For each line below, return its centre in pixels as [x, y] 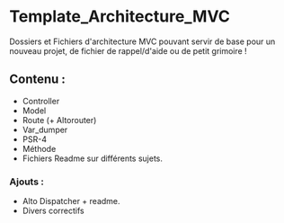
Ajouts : [27, 182]
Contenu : [37, 80]
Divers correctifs [53, 211]
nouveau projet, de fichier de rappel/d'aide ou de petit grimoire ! [128, 50]
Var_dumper [45, 129]
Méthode [39, 148]
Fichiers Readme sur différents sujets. [93, 158]
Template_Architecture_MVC [120, 17]
